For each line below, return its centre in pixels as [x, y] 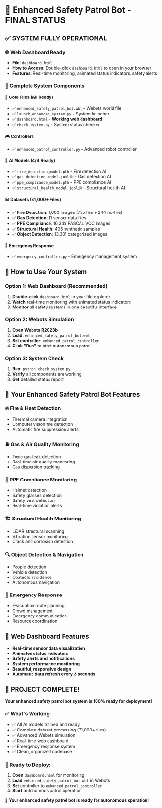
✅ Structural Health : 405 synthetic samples [56, 229]
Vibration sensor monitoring [40, 536]
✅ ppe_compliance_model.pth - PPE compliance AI [62, 182]
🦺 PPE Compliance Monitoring [41, 480]
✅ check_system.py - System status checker [56, 125]
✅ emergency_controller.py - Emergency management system [74, 256]
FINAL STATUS [35, 20]
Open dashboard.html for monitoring [48, 775]
